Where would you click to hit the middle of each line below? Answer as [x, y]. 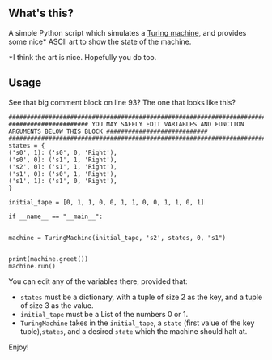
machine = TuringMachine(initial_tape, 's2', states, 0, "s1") [117, 238]
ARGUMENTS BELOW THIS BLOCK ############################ [108, 131]
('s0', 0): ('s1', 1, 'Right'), [63, 160]
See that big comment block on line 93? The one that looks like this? [122, 102]
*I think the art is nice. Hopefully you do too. [83, 57]
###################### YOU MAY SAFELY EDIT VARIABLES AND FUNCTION [126, 124]
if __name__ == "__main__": [56, 216]
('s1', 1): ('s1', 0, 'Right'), [63, 181]
